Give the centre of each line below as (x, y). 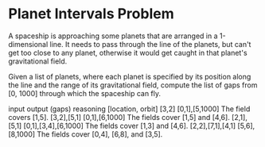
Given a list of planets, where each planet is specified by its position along (130, 76)
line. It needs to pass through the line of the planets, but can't (150, 44)
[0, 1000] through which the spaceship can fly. (85, 93)
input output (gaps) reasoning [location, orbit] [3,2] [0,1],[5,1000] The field (129, 109)
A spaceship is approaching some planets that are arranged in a (113, 36)
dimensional (28, 44)
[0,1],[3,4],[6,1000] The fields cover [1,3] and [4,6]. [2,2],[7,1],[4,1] (130, 126)
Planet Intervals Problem (91, 14)
